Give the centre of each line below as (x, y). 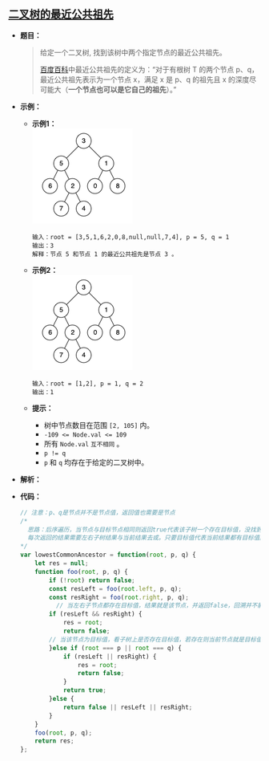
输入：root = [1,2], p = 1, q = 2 (88, 384)
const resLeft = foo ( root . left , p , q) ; (116, 588)
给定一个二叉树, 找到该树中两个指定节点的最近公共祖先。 (133, 52)
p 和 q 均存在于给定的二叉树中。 (96, 462)
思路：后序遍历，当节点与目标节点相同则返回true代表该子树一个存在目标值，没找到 (145, 529)
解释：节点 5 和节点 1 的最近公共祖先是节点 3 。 (104, 254)
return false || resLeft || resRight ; (128, 707)
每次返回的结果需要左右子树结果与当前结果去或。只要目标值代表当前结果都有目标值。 (147, 538)
